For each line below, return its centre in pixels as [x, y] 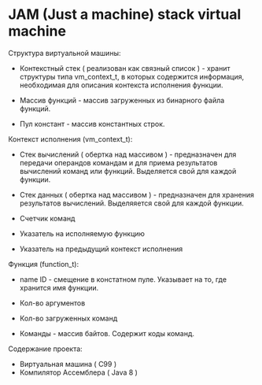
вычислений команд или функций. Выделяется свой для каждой [128, 171]
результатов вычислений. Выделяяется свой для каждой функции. [131, 203]
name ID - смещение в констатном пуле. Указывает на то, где [123, 279]
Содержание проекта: [45, 349]
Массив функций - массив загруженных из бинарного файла [122, 100]
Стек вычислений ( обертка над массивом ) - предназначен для [128, 154]
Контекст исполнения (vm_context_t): [70, 139]
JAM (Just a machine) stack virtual [125, 15]
